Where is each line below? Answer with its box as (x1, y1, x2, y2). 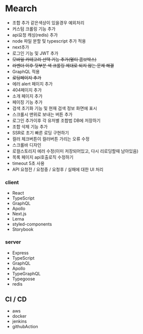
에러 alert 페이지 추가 (12, 81, 53, 87)
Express (12, 250, 29, 256)
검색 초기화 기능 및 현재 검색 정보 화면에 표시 (12, 105, 97, 111)
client (5, 179, 19, 186)
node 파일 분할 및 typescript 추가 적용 (12, 38, 86, 44)
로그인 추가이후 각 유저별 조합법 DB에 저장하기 (12, 117, 101, 123)
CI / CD (5, 295, 27, 303)
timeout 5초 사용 (12, 160, 45, 166)
